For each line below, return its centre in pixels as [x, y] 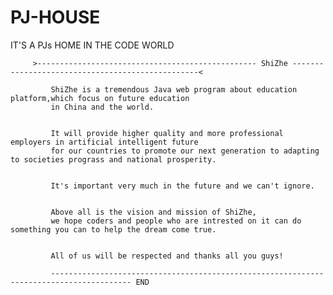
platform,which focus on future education [100, 98]
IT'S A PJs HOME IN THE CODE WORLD [92, 45]
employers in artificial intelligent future [104, 142]
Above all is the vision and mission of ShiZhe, [153, 212]
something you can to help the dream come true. [113, 229]
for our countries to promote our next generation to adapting [185, 151]
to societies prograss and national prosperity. [113, 159]
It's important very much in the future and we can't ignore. [182, 186]
